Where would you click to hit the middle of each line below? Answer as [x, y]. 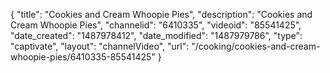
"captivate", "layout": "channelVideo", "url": [100, 46]
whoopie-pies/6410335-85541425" [83, 57]
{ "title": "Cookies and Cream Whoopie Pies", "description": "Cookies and [161, 14]
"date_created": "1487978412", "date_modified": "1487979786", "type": [156, 35]
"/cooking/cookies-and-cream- [256, 46]
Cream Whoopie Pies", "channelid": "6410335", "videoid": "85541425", [156, 25]
